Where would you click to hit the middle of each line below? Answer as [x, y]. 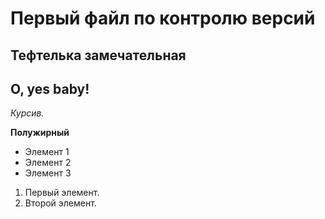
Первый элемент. [62, 193]
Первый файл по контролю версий [163, 18]
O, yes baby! [50, 88]
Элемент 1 [47, 152]
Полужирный [40, 133]
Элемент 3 [48, 173]
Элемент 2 [48, 163]
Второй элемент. [60, 203]
